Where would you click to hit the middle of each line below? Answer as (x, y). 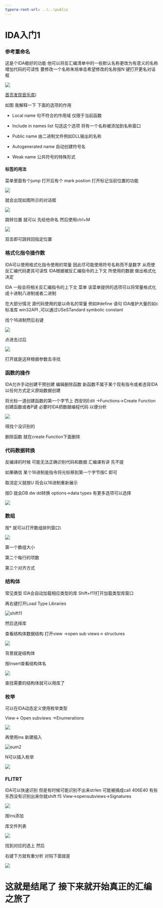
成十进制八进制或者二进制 (31, 293)
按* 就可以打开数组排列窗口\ (33, 528)
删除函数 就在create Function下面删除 (43, 436)
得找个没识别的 (20, 426)
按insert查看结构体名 (26, 663)
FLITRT (14, 779)
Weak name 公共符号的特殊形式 (44, 157)
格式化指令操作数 (25, 253)
